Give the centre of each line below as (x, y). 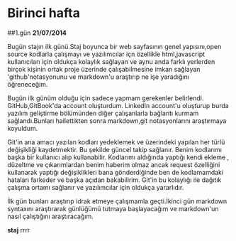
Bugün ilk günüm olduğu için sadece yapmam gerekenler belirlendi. (106, 98)
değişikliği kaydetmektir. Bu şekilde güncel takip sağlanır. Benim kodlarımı (114, 149)
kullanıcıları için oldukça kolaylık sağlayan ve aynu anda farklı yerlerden (111, 61)
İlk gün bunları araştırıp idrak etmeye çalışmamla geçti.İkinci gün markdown (117, 201)
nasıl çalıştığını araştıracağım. (50, 216)
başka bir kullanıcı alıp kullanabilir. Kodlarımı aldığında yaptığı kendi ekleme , (118, 157)
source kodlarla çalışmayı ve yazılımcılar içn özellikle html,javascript (106, 54)
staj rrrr (19, 230)
